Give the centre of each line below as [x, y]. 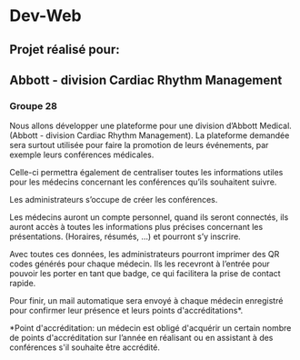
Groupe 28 [33, 105]
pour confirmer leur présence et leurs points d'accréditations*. [126, 311]
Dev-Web [45, 16]
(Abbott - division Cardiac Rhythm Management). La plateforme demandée [150, 135]
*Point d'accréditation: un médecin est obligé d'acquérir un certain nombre [150, 328]
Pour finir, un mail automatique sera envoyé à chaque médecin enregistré [146, 301]
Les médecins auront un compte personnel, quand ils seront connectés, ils [149, 217]
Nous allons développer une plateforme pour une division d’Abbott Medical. [151, 126]
